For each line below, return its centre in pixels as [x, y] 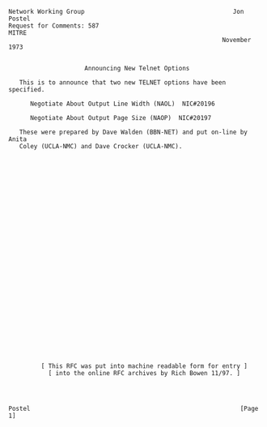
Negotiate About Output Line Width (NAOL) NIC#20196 [123, 104]
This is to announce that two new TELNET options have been [123, 83]
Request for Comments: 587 [54, 26]
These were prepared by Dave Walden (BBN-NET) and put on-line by [133, 132]
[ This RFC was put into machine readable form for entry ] [144, 366]
